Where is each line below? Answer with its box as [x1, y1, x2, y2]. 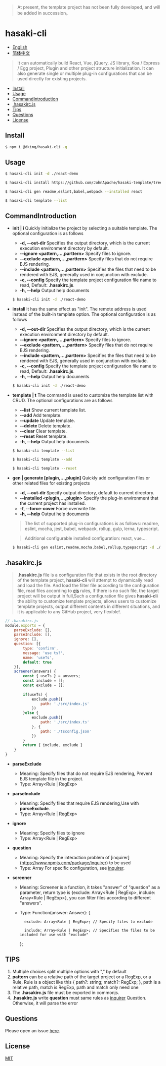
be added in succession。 [17, 10, 71, 16]
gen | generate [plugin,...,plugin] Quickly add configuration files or [12, 475, 150, 481]
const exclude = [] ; [23, 683, 65, 688]
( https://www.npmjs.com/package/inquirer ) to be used [19, 860, 131, 866]
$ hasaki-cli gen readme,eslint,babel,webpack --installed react [5, 189, 142, 194]
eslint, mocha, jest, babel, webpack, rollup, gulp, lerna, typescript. [24, 526, 159, 532]
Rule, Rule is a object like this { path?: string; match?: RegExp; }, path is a [12, 979, 161, 985]
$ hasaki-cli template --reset [12, 466, 77, 471]
